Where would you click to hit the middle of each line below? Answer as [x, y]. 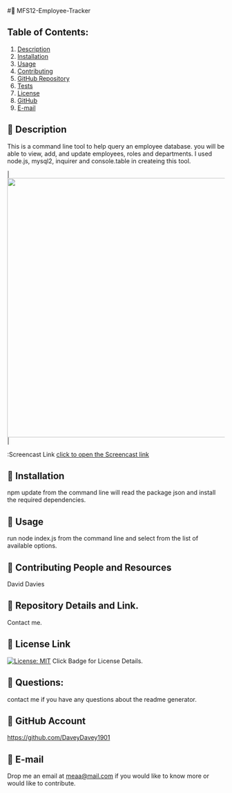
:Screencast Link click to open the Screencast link [78, 454]
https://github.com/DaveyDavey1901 [59, 738]
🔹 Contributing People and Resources [89, 567]
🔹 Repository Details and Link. [73, 606]
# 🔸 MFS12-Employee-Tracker [49, 11]
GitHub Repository [43, 78]
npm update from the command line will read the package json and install [112, 493]
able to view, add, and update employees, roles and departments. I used [110, 153]
